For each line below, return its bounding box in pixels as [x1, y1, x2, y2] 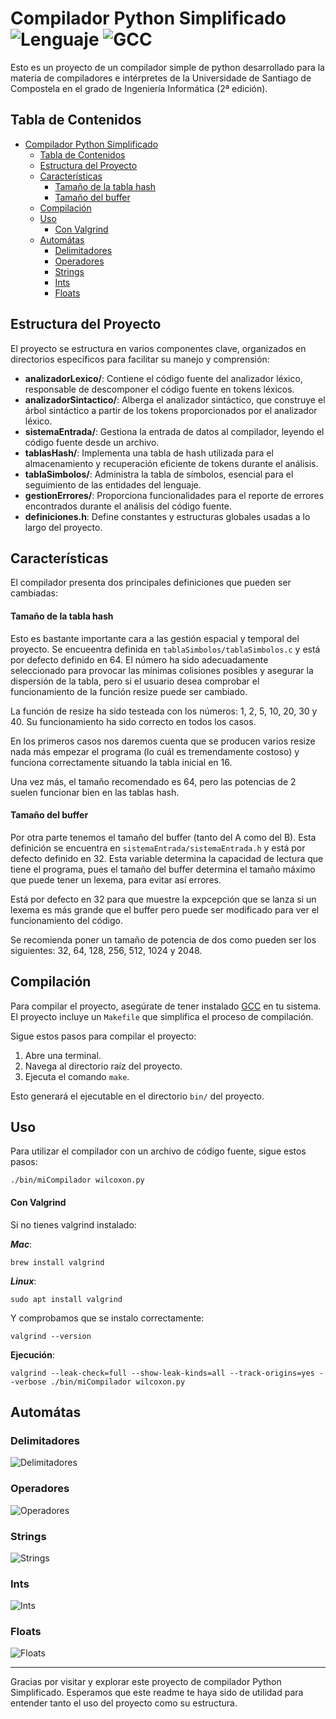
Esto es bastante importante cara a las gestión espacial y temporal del [10, 632, 300, 644]
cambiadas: [10, 587, 58, 599]
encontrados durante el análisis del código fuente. [24, 500, 232, 512]
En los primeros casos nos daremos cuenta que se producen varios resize [10, 735, 316, 747]
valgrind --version [10, 1331, 92, 1341]
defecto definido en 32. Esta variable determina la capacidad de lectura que [10, 852, 324, 864]
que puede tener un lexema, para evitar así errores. [10, 873, 222, 886]
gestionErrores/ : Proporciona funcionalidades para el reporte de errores [24, 489, 325, 501]
